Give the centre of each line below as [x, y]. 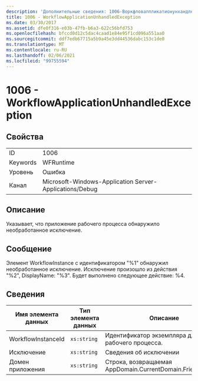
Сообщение [29, 249]
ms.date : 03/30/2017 [32, 22]
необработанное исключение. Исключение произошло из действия [92, 270]
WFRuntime [58, 162]
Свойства [25, 137]
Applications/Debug [70, 189]
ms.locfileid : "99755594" [38, 61]
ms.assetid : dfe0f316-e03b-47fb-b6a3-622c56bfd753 [70, 28]
